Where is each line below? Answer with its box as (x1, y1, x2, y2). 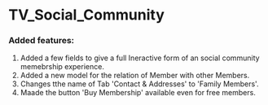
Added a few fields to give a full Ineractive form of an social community (20, 53, 260, 63)
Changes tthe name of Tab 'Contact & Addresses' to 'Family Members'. (20, 79, 259, 89)
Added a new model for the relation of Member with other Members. (20, 71, 250, 81)
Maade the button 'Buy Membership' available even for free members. (20, 88, 257, 98)
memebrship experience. (20, 62, 104, 72)
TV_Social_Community (8, 6, 165, 24)
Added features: (8, 35, 75, 46)
